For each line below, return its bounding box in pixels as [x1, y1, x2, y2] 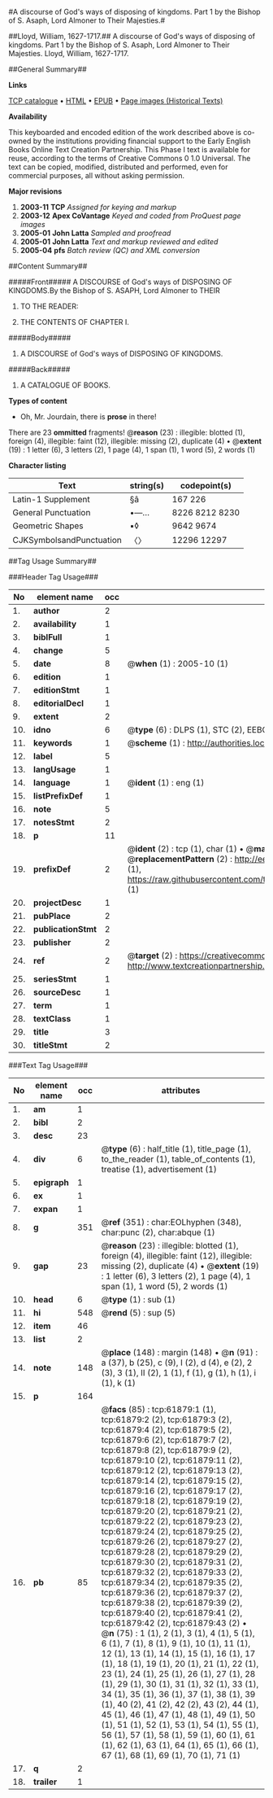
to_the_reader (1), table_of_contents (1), [101, 1153, 256, 1165]
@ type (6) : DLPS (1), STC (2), [127, 724, 245, 735]
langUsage [33, 764, 76, 775]
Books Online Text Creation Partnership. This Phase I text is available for [8, 145, 250, 154]
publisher [33, 937, 71, 947]
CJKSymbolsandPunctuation [12, 535, 122, 545]
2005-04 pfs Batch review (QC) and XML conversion [19, 246, 201, 255]
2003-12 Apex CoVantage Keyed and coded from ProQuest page [19, 211, 241, 221]
